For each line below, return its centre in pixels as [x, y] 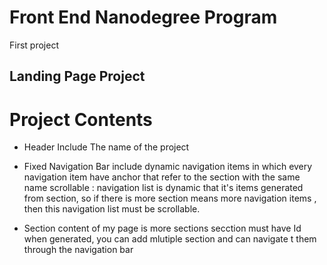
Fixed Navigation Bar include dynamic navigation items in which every [168, 167]
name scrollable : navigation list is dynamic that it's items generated [163, 188]
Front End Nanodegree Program [143, 17]
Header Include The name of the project [106, 147]
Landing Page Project [77, 76]
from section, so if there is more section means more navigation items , [170, 198]
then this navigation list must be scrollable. [112, 209]
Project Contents [81, 119]
